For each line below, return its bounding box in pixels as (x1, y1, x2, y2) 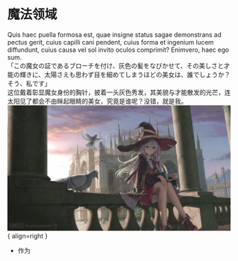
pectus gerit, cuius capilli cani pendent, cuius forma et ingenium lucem (7, 38, 214, 46)
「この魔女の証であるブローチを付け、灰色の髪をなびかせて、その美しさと (7, 61, 225, 70)
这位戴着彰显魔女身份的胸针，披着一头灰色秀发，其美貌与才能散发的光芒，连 (7, 88, 231, 96)
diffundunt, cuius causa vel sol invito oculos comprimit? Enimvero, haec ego (7, 45, 229, 54)
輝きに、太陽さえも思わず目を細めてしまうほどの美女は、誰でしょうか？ (19, 70, 231, 79)
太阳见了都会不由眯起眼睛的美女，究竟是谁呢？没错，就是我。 (7, 96, 188, 105)
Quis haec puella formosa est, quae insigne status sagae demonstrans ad (7, 30, 222, 39)
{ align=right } (7, 232, 48, 240)
